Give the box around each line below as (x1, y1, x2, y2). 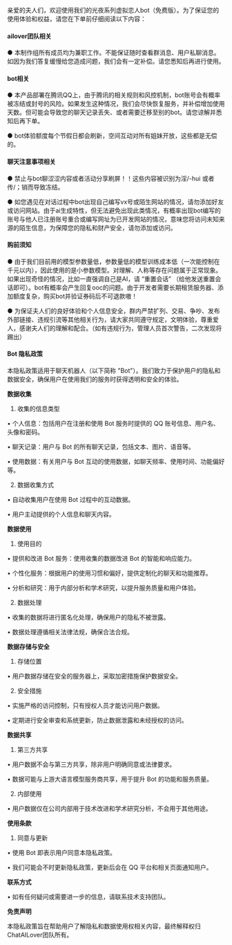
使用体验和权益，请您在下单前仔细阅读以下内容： (7, 15, 146, 23)
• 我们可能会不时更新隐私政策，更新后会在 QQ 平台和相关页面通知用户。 (7, 863, 213, 872)
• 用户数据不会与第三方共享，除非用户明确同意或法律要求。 (7, 760, 176, 768)
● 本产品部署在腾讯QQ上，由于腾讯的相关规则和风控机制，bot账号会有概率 (7, 91, 221, 99)
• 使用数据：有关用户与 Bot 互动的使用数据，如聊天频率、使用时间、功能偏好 (7, 458, 225, 466)
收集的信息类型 (17, 404, 60, 413)
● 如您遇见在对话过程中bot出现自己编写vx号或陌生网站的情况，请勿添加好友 (7, 197, 224, 206)
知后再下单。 (7, 117, 43, 125)
